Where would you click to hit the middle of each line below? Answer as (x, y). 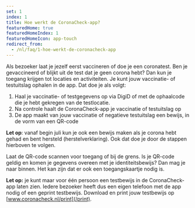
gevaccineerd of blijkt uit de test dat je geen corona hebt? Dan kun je (89, 72)
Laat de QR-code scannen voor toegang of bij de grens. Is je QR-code (90, 156)
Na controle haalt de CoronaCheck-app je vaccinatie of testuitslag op (98, 108)
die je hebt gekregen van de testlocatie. (62, 103)
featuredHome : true (30, 28)
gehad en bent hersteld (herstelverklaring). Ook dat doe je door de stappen (97, 139)
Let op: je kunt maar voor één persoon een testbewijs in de (77, 180)
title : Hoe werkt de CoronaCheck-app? (53, 22)
